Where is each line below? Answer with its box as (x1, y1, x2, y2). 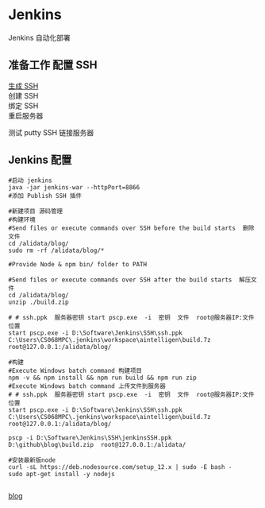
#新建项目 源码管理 (8, 207, 63, 215)
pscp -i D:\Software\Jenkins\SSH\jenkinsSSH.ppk (8, 433, 172, 442)
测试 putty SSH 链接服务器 (8, 127, 94, 137)
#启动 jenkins (8, 176, 53, 184)
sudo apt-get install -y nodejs (8, 470, 115, 478)
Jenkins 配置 (8, 153, 72, 167)
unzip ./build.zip (8, 298, 69, 306)
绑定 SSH (8, 101, 39, 111)
